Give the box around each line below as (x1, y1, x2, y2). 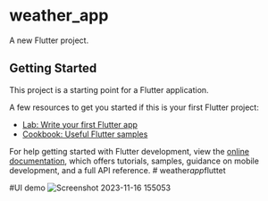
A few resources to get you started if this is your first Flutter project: (9, 102, 259, 113)
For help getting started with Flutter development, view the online (9, 146, 250, 156)
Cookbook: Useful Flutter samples (21, 129, 148, 139)
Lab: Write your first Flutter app (21, 119, 138, 130)
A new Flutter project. (9, 35, 89, 46)
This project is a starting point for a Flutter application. (9, 84, 209, 95)
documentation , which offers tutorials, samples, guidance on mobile (9, 155, 259, 166)
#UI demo (9, 182, 46, 193)
